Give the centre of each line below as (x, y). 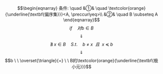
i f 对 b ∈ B (81, 28)
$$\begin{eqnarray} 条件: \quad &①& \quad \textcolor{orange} (81, 8)
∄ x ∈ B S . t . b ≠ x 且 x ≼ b (81, 44)
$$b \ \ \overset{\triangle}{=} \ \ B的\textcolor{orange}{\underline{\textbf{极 (81, 61)
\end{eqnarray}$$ (81, 20)
